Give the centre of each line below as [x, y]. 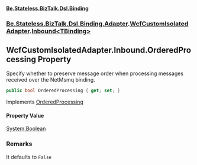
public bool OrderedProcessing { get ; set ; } [63, 91]
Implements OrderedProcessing [45, 102]
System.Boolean [26, 129]
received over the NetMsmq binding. [51, 80]
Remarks [19, 144]
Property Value [25, 115]
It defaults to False [29, 157]
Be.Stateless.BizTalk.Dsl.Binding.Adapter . [68, 24]
